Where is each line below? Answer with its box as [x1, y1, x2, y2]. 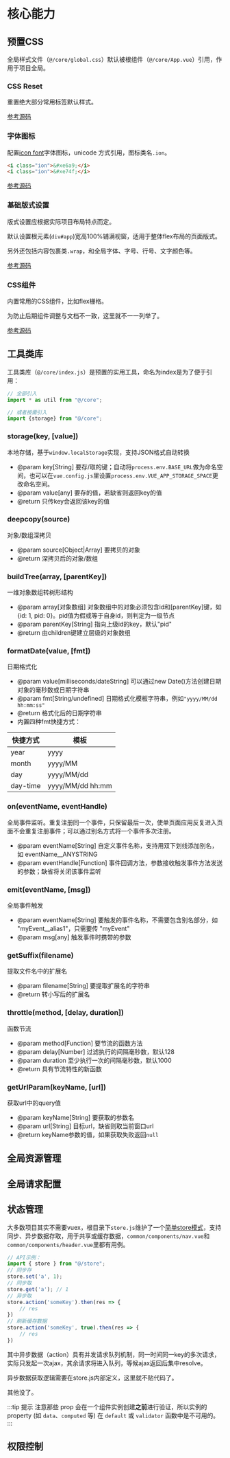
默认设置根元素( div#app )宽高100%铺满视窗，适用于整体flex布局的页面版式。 [7, 232, 221, 240]
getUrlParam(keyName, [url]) [7, 1082, 106, 1092]
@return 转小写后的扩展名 [16, 990, 90, 998]
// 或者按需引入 [7, 409, 47, 416]
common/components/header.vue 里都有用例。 [7, 1240, 129, 1248]
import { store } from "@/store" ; [7, 1260, 106, 1268]
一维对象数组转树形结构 [7, 588, 73, 596]
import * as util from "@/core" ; [7, 396, 103, 403]
